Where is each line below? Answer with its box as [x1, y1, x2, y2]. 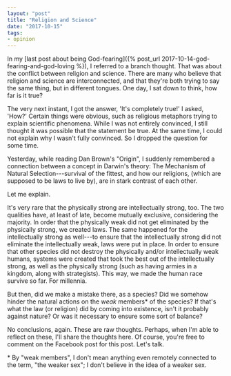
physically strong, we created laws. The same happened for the [7, 226, 188, 234]
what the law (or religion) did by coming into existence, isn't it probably [7, 305, 209, 313]
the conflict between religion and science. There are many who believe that [7, 70, 221, 78]
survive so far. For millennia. [7, 277, 88, 285]
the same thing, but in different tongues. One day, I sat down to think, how [7, 84, 217, 92]
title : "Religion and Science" [7, 17, 97, 23]
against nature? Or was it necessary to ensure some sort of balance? [7, 312, 203, 321]
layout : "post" [7, 10, 51, 17]
